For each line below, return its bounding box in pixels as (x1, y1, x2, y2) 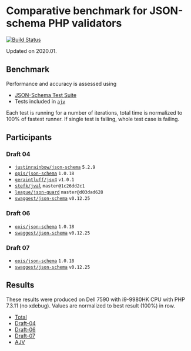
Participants (6, 132, 52, 142)
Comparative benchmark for (6, 4, 148, 18)
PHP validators (48, 16, 122, 30)
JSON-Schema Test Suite (14, 91, 77, 98)
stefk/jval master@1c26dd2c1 (14, 183, 85, 189)
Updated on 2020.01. (6, 47, 57, 54)
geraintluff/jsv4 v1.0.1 (14, 177, 75, 183)
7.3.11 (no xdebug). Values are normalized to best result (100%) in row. (6, 302, 175, 309)
